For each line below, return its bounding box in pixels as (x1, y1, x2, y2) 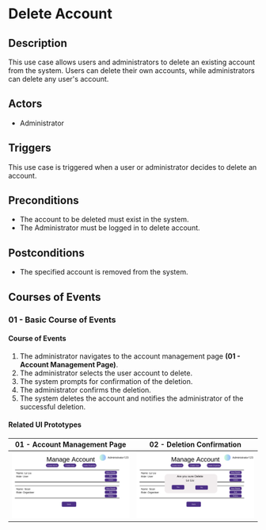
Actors (8, 97, 43, 111)
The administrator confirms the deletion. (19, 385, 152, 394)
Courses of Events (8, 290, 101, 304)
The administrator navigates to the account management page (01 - (19, 351, 241, 361)
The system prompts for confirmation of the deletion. (19, 376, 193, 386)
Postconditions (8, 246, 85, 259)
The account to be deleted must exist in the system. (19, 215, 189, 225)
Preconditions (8, 194, 79, 207)
